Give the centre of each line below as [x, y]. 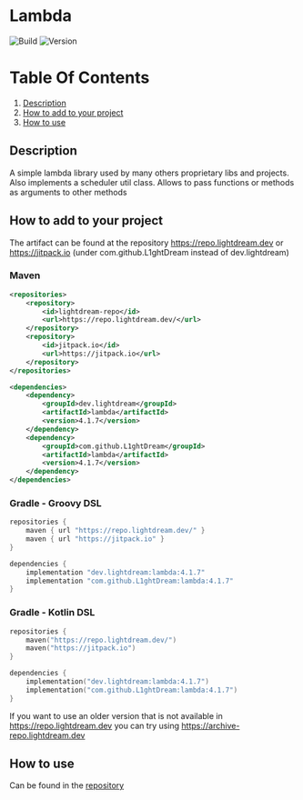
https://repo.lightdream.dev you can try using [95, 725]
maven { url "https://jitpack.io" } [96, 539]
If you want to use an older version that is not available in [116, 715]
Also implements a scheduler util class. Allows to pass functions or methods [152, 182]
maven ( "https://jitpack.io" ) [81, 648]
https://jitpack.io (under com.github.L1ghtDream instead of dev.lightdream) [149, 252]
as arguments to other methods [68, 192]
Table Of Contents [80, 78]
